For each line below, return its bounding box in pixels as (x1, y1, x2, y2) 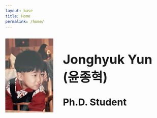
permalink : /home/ (5, 19, 44, 24)
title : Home (5, 13, 30, 19)
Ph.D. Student (62, 96, 127, 108)
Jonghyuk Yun (62, 51, 152, 68)
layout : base (5, 8, 33, 13)
